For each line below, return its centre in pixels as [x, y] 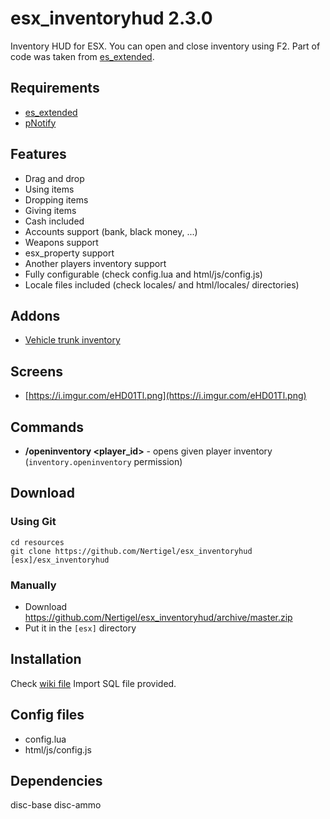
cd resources [37, 542]
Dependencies [56, 781]
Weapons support [61, 242]
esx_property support [69, 253]
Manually [33, 585]
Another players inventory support [95, 263]
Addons [35, 315]
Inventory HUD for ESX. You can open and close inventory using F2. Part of [165, 46]
